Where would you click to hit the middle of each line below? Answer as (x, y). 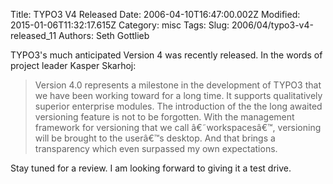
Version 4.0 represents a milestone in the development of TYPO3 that (178, 85)
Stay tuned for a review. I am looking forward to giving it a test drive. (151, 168)
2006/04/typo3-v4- (272, 25)
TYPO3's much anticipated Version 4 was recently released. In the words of (166, 55)
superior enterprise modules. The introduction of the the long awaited (178, 106)
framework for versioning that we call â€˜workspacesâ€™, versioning (178, 127)
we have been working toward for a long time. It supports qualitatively (178, 95)
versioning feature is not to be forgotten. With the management (164, 117)
